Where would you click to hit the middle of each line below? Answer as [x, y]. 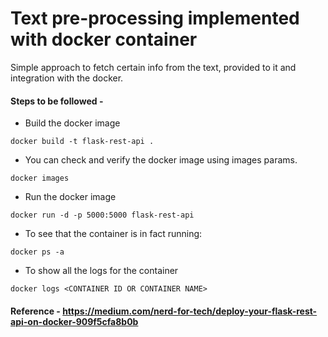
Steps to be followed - [57, 101]
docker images [40, 178]
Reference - [35, 311]
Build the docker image [72, 123]
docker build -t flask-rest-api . [82, 142]
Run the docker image [70, 197]
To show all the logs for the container [101, 271]
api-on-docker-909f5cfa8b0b [74, 321]
